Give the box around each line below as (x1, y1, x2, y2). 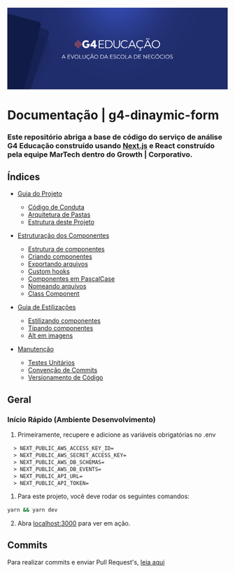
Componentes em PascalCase (27, 275, 115, 283)
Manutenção (17, 345, 55, 354)
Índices (7, 171, 41, 183)
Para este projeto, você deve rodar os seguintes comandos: (17, 492, 190, 500)
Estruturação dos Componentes (17, 231, 110, 240)
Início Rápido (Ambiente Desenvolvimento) (7, 414, 156, 424)
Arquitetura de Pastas (27, 210, 91, 219)
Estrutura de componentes (27, 245, 105, 254)
